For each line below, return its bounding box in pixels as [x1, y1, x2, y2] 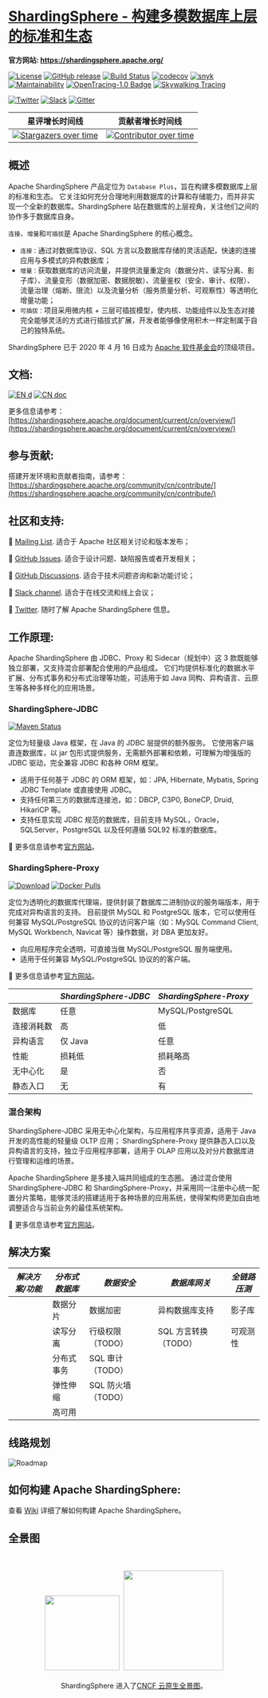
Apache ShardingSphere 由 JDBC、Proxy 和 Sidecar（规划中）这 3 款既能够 [8, 653, 258, 662]
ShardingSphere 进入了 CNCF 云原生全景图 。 [61, 1681, 207, 1691]
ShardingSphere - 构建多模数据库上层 [8, 7, 258, 26]
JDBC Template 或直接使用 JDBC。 [19, 785, 136, 795]
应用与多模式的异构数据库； [19, 255, 112, 264]
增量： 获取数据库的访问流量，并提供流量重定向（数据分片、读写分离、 [19, 265, 248, 275]
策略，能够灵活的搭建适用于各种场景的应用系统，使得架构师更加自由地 [29, 1192, 260, 1203]
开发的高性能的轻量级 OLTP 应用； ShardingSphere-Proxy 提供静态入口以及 [8, 1135, 256, 1145]
